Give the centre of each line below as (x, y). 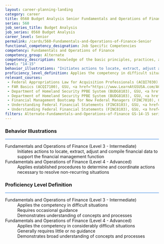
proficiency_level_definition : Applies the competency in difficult (76, 73)
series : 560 (17, 23)
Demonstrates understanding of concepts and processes (75, 216)
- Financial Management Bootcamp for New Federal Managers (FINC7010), (82, 101)
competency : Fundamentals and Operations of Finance (60, 50)
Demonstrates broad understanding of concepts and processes (81, 236)
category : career (23, 14)
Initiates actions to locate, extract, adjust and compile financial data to (88, 151)
